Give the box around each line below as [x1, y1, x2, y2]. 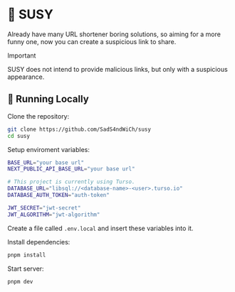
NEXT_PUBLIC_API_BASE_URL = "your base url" [7, 166, 135, 173]
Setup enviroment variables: [7, 145, 90, 153]
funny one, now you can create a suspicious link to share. [7, 37, 177, 45]
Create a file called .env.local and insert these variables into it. [7, 224, 194, 232]
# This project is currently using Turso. [7, 178, 135, 185]
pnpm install [7, 252, 46, 259]
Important [7, 51, 36, 60]
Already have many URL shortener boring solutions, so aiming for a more [7, 30, 221, 38]
